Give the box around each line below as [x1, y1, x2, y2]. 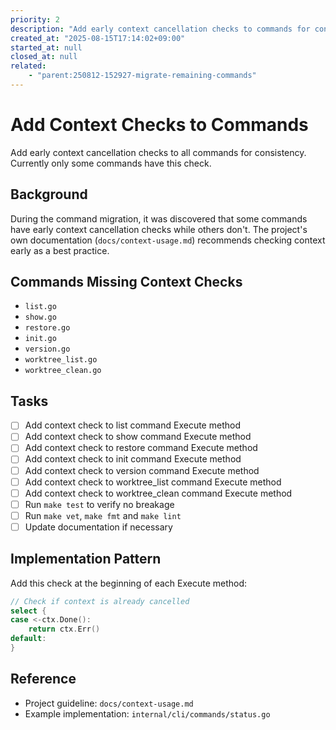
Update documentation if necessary [24, 521, 173, 533]
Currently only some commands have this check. [10, 157, 212, 169]
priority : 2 [10, 14, 60, 25]
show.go [24, 312, 57, 323]
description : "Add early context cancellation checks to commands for [10, 24, 311, 34]
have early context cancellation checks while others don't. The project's [10, 223, 308, 235]
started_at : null [10, 42, 83, 53]
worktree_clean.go [24, 366, 102, 376]
